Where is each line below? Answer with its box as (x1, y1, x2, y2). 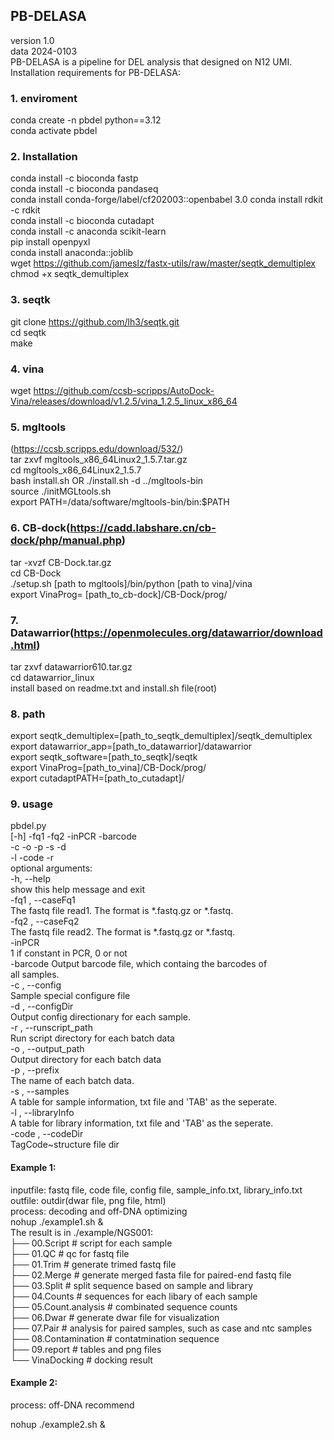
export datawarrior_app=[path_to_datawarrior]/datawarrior (10, 740, 253, 753)
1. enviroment (10, 91, 78, 105)
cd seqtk (10, 326, 47, 338)
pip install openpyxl (10, 236, 91, 248)
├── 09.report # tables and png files (10, 1343, 162, 1355)
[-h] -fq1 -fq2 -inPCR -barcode (10, 830, 137, 843)
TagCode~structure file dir (10, 1139, 120, 1151)
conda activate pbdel (10, 125, 98, 137)
